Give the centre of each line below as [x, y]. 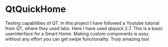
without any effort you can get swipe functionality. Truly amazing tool [77, 39]
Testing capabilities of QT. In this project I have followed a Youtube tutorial [82, 23]
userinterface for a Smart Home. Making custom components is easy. [77, 33]
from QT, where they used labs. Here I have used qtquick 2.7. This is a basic [84, 28]
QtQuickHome [36, 9]
